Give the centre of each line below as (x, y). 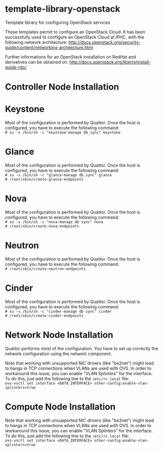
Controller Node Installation (62, 87)
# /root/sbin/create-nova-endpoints (42, 226)
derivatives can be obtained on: (37, 62)
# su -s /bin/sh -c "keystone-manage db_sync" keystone (63, 132)
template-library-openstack (63, 9)
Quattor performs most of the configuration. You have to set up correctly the (82, 348)
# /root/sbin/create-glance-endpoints (44, 179)
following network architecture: (36, 42)
